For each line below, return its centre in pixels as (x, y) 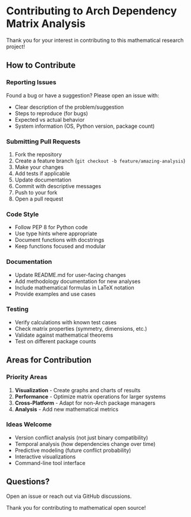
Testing (17, 309)
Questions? (28, 482)
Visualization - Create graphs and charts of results (78, 390)
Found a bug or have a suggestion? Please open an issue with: (83, 95)
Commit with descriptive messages (58, 186)
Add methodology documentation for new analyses (78, 281)
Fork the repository (38, 154)
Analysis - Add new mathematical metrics (67, 409)
